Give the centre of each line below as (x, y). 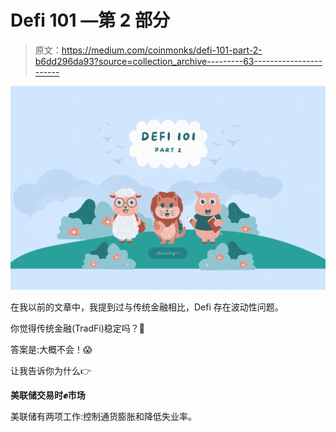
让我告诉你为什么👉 (51, 371)
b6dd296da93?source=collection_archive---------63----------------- (178, 61)
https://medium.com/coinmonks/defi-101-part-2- (162, 50)
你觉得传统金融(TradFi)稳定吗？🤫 (78, 328)
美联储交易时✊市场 (48, 395)
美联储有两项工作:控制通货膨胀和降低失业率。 (104, 417)
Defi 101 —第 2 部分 (90, 20)
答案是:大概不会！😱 (51, 350)
